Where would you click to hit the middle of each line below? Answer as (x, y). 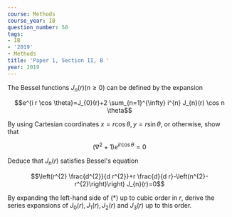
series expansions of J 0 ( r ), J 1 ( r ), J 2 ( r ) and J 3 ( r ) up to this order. (100, 206)
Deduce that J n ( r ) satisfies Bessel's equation (73, 161)
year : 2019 (23, 67)
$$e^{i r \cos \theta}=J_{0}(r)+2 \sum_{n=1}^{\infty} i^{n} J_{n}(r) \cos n (120, 103)
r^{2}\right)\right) (100, 183)
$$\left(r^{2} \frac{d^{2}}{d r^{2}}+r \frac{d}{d (99, 176)
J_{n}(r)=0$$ (146, 183)
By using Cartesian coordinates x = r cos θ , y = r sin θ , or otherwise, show (114, 124)
